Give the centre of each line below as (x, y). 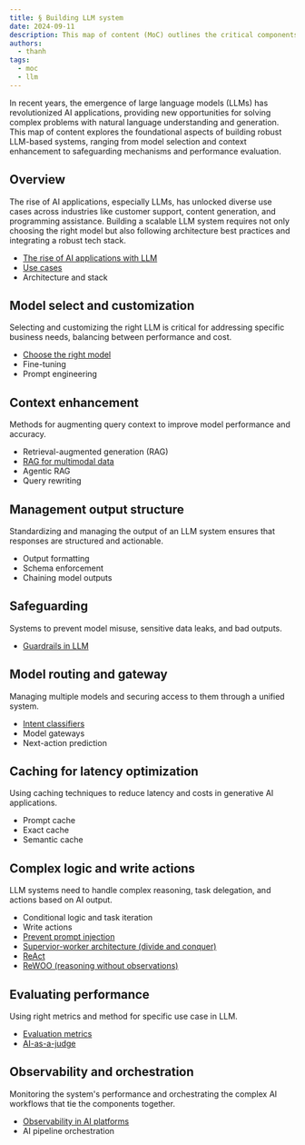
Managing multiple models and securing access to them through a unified (147, 696)
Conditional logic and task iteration (88, 918)
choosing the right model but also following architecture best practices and (150, 230)
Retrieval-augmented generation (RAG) (95, 452)
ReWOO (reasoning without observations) (100, 966)
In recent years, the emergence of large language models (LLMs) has (139, 103)
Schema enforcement (63, 568)
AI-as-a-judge (49, 1044)
